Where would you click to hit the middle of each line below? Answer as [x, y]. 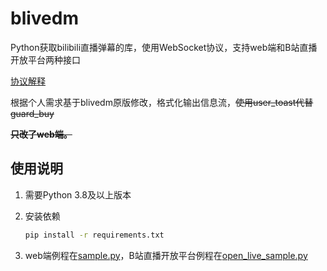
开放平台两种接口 [45, 59]
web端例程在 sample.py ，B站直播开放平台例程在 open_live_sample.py [166, 255]
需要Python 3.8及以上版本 [78, 194]
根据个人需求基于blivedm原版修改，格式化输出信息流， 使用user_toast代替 [162, 102]
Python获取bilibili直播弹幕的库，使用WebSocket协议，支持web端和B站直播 [164, 47]
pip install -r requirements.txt [94, 235]
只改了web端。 [41, 134]
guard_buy [32, 113]
